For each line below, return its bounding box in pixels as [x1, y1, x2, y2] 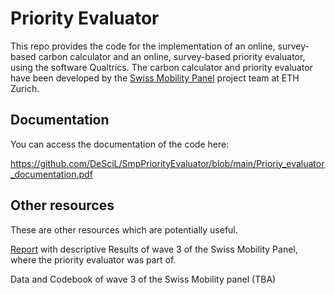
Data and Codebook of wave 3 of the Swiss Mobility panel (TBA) [10, 273, 277, 285]
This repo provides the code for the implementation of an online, [10, 40, 276, 52]
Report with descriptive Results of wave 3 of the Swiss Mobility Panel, [10, 243, 298, 255]
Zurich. [10, 82, 40, 94]
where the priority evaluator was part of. [10, 253, 177, 266]
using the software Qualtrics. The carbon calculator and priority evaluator [10, 61, 313, 73]
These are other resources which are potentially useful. [10, 223, 238, 236]
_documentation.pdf [10, 168, 93, 180]
